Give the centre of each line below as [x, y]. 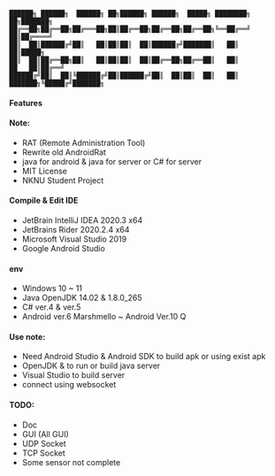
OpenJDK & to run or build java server [91, 366]
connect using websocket [69, 385]
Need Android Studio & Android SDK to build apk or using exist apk [144, 357]
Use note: [27, 336]
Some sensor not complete [71, 462]
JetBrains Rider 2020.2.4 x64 [76, 230]
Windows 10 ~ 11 [52, 288]
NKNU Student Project [63, 180]
